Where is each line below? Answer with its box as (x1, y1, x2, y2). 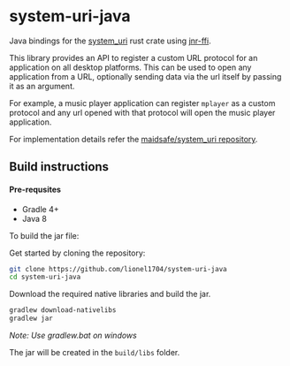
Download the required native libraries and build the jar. (9, 289, 211, 300)
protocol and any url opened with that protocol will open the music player (9, 107, 276, 118)
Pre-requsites (9, 184, 62, 194)
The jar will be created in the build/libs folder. (9, 347, 180, 358)
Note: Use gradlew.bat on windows (9, 330, 137, 341)
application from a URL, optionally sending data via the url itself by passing (9, 71, 282, 81)
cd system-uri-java (9, 272, 81, 282)
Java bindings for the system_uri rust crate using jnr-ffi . (9, 35, 211, 46)
